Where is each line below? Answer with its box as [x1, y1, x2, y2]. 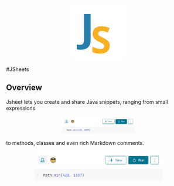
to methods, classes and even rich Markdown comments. [6, 139, 145, 146]
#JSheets [6, 66, 29, 73]
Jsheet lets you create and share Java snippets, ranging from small [6, 98, 168, 105]
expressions [6, 104, 36, 111]
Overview [6, 83, 43, 93]
